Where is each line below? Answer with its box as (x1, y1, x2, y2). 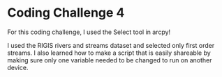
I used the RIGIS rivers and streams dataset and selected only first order (7, 41, 215, 49)
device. (7, 63, 29, 71)
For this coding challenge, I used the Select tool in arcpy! (7, 28, 171, 36)
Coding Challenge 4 (7, 5, 125, 21)
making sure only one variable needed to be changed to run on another (7, 55, 212, 64)
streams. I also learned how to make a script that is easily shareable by (7, 49, 211, 57)
